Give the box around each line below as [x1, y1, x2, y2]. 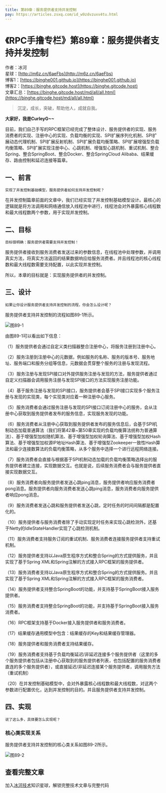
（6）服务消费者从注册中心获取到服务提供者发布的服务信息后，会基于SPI [5, 421, 153, 427]
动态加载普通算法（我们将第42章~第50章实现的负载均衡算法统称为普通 [9, 427, 153, 433]
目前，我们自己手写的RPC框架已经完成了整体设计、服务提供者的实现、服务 [5, 126, 157, 132]
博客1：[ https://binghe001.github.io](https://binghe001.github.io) [5, 77, 136, 83]
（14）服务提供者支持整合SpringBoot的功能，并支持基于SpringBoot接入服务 [5, 586, 160, 592]
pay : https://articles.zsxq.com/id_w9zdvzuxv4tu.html [5, 12, 119, 17]
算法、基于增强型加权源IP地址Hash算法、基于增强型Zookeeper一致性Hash [5, 439, 156, 445]
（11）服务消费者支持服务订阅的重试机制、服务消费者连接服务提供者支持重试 [5, 536, 161, 542]
